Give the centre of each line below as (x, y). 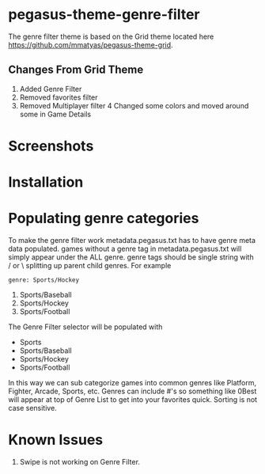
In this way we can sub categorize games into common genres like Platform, (132, 383)
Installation (46, 182)
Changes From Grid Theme (76, 70)
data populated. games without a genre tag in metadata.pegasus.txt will (125, 249)
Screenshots (51, 146)
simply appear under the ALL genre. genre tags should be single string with (131, 257)
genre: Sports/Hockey (44, 280)
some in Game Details (55, 114)
